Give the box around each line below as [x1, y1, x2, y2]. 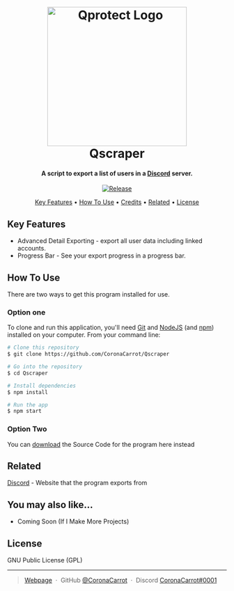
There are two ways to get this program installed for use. [7, 290, 171, 299]
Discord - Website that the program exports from [7, 479, 148, 487]
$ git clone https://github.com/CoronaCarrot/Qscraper [7, 351, 170, 358]
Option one [7, 307, 46, 317]
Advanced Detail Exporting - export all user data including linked [17, 237, 203, 245]
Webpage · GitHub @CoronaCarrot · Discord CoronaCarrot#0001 [24, 576, 217, 585]
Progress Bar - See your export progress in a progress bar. [17, 251, 186, 260]
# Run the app [7, 401, 49, 409]
